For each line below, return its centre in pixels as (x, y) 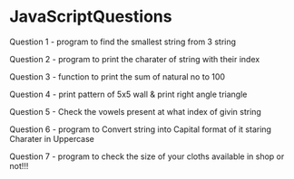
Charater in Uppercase (52, 138)
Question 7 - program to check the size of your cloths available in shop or (147, 156)
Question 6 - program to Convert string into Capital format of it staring (141, 129)
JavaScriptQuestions (91, 17)
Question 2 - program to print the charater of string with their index (135, 59)
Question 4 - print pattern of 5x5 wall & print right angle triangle (128, 94)
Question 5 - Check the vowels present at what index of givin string (135, 111)
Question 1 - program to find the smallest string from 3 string (123, 42)
